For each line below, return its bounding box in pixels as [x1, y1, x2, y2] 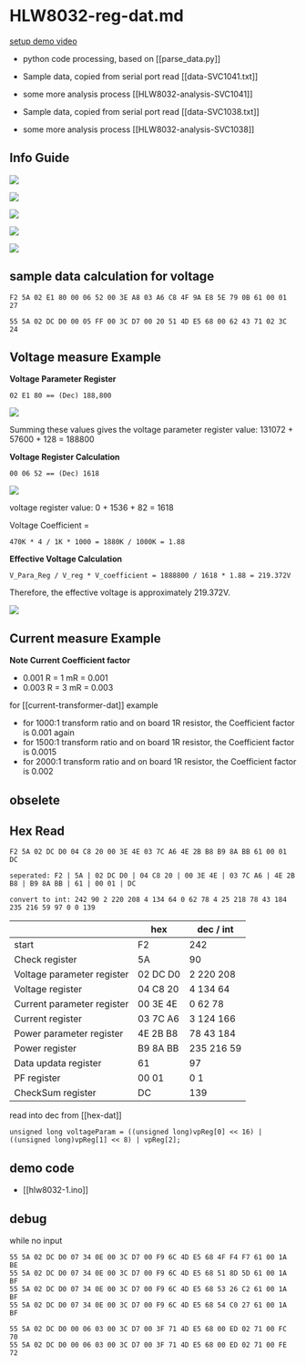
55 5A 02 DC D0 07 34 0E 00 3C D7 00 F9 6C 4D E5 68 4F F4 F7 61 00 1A [9, 1253, 287, 1262]
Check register [14, 953, 77, 966]
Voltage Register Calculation [9, 452, 120, 463]
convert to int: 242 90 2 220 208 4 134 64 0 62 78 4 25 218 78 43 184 [9, 895, 287, 905]
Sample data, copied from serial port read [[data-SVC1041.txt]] [22, 70, 259, 82]
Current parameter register [14, 998, 129, 1011]
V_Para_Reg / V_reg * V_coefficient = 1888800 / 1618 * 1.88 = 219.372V [9, 571, 291, 580]
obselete [9, 792, 61, 807]
